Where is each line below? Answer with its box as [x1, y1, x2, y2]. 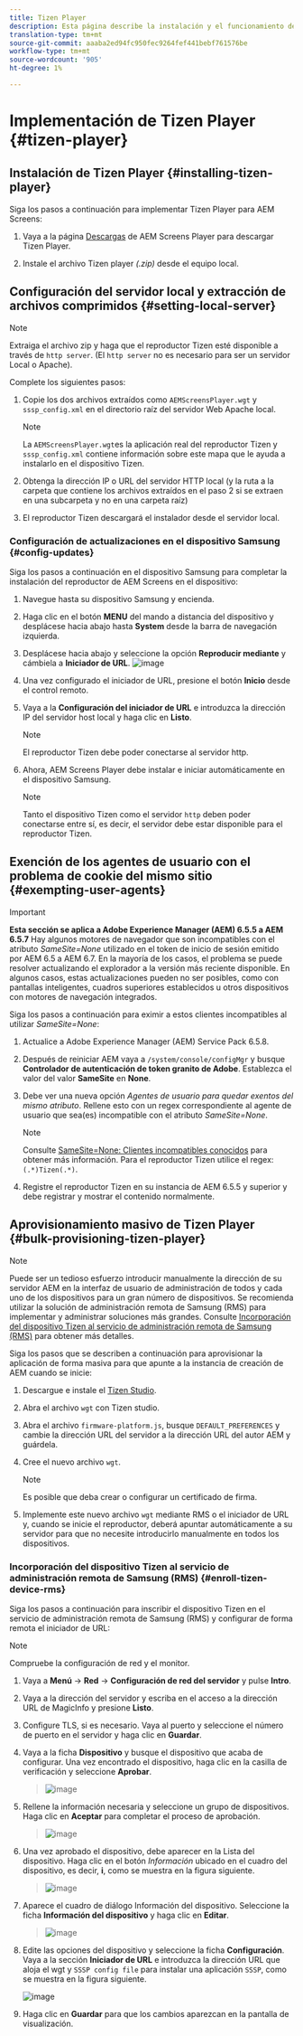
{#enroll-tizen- [200, 1571, 268, 1584]
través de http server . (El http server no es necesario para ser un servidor [9, 349, 291, 360]
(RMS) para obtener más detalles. [9, 1330, 134, 1341]
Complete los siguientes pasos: [9, 376, 126, 387]
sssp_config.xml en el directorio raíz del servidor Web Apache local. [22, 403, 277, 414]
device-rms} [9, 1583, 66, 1596]
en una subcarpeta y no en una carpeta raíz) [22, 495, 188, 505]
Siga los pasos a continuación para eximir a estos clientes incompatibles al [9, 1009, 287, 1020]
